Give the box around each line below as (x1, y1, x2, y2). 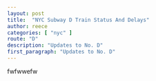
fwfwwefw (7, 67, 38, 76)
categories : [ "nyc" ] (7, 29, 72, 36)
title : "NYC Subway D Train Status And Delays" (7, 16, 150, 23)
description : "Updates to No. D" (7, 42, 104, 49)
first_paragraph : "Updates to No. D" (7, 49, 116, 56)
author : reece (7, 23, 48, 30)
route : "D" (7, 36, 39, 43)
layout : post (7, 10, 45, 17)
